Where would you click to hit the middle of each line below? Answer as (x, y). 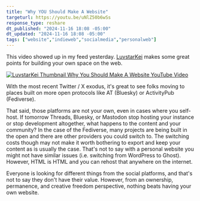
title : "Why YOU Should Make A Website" (57, 12)
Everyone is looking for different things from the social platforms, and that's (99, 173)
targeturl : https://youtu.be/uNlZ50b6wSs (59, 17)
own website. (23, 192)
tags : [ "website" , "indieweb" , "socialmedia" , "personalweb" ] (81, 40)
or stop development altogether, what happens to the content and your (93, 123)
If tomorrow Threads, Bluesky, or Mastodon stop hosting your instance (107, 117)
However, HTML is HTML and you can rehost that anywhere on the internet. (99, 162)
